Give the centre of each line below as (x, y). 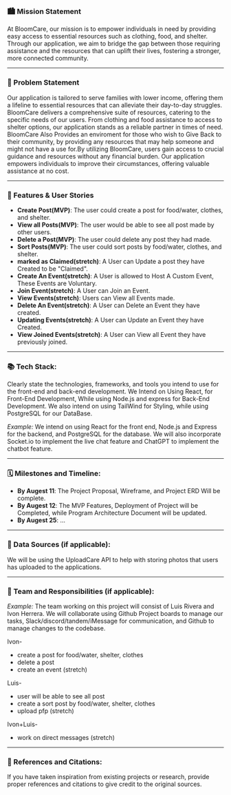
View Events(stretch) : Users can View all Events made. (96, 298)
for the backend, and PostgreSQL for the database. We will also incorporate (114, 434)
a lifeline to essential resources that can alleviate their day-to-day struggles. (114, 105)
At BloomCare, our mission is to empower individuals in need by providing (112, 29)
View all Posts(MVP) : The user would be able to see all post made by (115, 225)
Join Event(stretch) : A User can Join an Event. (84, 290)
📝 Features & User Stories (51, 195)
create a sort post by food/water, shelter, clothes (86, 704)
